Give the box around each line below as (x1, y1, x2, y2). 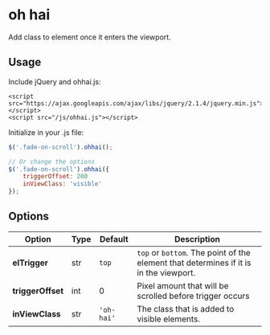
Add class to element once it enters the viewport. (8, 32, 171, 42)
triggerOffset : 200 (22, 173, 88, 181)
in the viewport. (136, 267, 196, 278)
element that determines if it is (136, 257, 252, 268)
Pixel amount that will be (136, 280, 229, 291)
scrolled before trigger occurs (136, 290, 250, 301)
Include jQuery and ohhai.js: (8, 76, 101, 86)
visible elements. (136, 313, 201, 325)
